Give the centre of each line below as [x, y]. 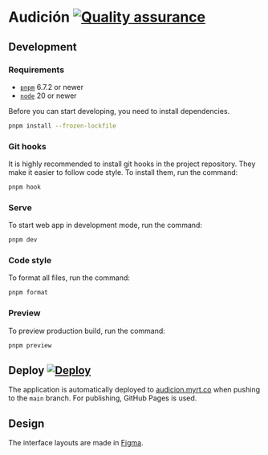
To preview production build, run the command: [87, 331]
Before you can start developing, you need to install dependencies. [119, 111]
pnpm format [28, 293]
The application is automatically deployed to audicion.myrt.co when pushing [134, 390]
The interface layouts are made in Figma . [76, 443]
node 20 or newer [49, 95]
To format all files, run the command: [69, 278]
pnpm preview [30, 345]
